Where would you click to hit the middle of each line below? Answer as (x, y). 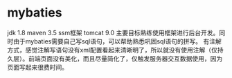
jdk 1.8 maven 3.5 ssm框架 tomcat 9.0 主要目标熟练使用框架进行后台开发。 (113, 32)
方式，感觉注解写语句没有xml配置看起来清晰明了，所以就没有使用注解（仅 (113, 50)
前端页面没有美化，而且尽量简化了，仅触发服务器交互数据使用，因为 (125, 58)
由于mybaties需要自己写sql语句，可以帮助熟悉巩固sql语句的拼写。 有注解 (117, 41)
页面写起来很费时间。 (37, 67)
